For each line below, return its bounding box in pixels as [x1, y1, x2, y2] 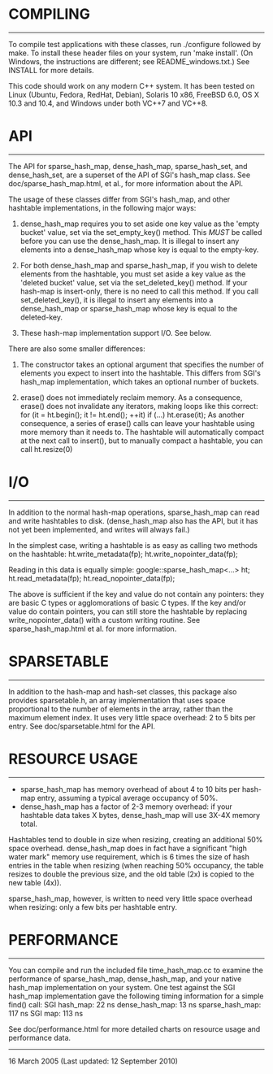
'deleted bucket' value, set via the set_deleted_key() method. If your [19, 277, 248, 287]
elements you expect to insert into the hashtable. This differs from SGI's [19, 367, 262, 378]
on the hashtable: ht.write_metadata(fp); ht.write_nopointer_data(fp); [8, 549, 238, 559]
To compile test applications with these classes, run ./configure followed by [8, 39, 262, 49]
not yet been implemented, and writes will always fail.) [8, 524, 190, 534]
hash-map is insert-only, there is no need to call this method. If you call [19, 286, 258, 296]
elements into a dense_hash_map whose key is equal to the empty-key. [19, 245, 259, 254]
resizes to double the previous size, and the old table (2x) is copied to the [8, 869, 254, 879]
